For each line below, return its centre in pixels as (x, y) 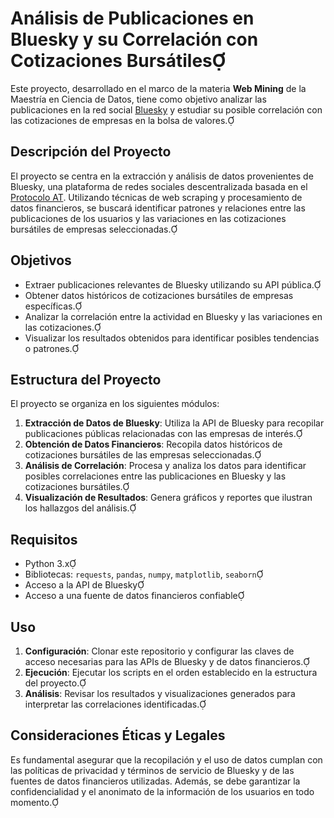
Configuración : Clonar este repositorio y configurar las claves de (159, 651)
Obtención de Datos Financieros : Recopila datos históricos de (153, 444)
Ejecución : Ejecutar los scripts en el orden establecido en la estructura (171, 672)
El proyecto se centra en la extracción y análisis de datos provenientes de (162, 176)
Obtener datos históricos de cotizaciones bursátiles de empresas (159, 295)
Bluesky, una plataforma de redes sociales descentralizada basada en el (159, 186)
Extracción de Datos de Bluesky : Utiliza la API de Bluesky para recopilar (174, 423)
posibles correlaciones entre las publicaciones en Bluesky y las (155, 476)
